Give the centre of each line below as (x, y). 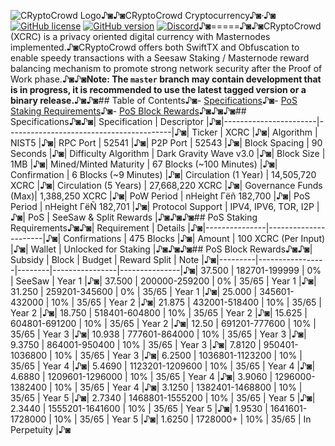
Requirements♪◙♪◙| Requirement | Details (98, 228)
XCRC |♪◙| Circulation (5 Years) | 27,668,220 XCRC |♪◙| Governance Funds (166, 185)
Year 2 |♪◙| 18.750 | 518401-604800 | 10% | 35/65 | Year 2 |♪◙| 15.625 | (159, 313)
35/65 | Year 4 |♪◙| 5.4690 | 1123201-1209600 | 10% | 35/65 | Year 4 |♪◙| (163, 366)
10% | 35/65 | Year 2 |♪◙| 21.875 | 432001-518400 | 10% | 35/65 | (187, 302)
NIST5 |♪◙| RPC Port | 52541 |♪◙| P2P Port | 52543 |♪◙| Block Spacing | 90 (166, 143)
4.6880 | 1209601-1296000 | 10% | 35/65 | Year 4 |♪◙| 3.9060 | (141, 376)
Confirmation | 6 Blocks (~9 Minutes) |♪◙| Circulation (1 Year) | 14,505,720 (163, 174)
